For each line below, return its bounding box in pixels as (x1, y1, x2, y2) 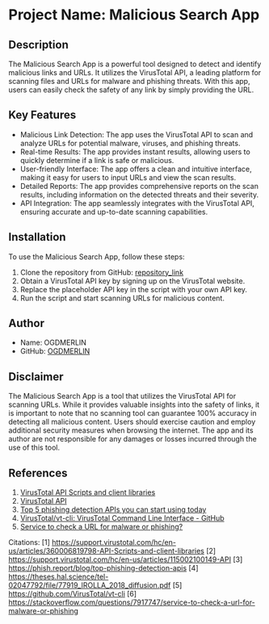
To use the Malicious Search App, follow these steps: (8, 252, 185, 262)
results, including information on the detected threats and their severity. (19, 190, 259, 199)
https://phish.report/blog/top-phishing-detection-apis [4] (8, 563, 200, 573)
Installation (8, 230, 66, 244)
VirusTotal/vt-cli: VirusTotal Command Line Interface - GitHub (19, 513, 225, 523)
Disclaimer (8, 370, 64, 383)
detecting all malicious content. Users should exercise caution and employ (8, 417, 256, 427)
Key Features (8, 108, 77, 122)
